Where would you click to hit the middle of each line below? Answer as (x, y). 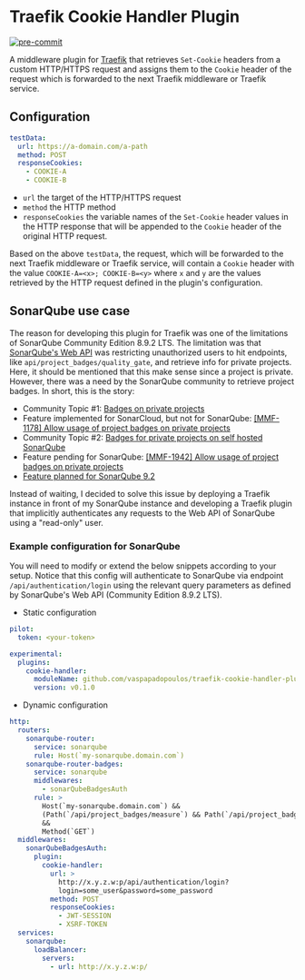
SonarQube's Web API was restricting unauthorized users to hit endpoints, (148, 352)
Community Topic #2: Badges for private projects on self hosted (143, 437)
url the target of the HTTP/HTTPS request (102, 198)
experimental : (36, 654)
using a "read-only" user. (57, 522)
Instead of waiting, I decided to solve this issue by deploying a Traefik (140, 493)
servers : (59, 958)
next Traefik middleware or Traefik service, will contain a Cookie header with (152, 263)
